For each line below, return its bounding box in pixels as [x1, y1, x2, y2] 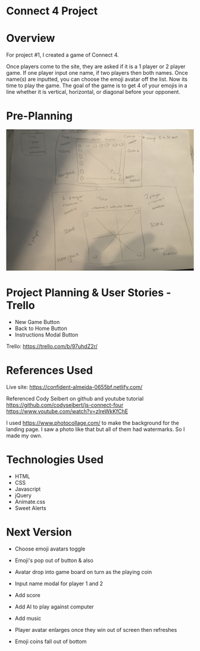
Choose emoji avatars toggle [14, 545, 86, 552]
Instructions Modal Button [14, 331, 79, 338]
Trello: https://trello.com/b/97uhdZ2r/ [6, 343, 98, 350]
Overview [6, 32, 55, 45]
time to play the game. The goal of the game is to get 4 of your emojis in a [6, 82, 187, 89]
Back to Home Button [14, 325, 67, 332]
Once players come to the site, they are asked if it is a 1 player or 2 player [6, 63, 186, 70]
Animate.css [14, 498, 46, 505]
